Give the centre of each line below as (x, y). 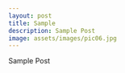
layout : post (30, 16)
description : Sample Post (52, 30)
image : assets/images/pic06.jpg (62, 38)
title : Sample (32, 23)
